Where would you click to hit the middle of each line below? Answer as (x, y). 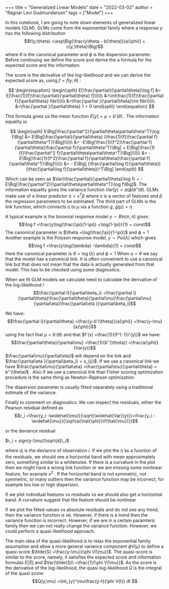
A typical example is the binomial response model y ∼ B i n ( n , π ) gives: (77, 216)
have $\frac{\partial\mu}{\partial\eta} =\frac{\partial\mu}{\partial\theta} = (81, 366)
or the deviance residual (30, 430)
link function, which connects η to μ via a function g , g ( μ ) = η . (70, 207)
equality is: (17, 122)
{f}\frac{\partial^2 (37, 153)
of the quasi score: (25, 573)
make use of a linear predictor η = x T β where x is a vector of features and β (84, 195)
